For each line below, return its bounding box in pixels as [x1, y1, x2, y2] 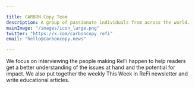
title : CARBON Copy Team [6, 14, 68, 20]
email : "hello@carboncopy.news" [6, 36, 86, 42]
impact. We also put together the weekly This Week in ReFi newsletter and [6, 70, 188, 77]
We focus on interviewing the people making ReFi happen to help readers [6, 58, 186, 65]
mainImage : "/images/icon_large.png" [6, 25, 100, 31]
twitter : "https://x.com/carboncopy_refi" [6, 30, 113, 36]
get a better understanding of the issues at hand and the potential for [6, 64, 175, 71]
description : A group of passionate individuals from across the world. [6, 19, 190, 26]
